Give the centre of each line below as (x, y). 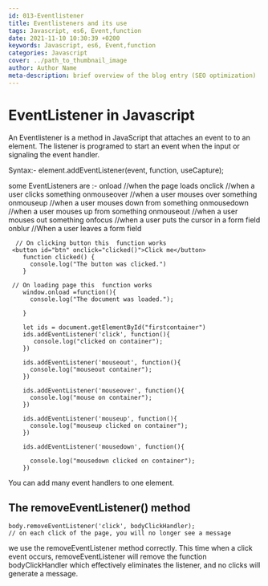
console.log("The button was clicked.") (98, 264)
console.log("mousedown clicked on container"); (112, 461)
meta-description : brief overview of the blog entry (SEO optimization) (132, 75)
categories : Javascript (48, 53)
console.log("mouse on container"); (91, 397)
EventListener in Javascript (102, 115)
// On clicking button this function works (91, 243)
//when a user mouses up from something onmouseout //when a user (123, 211)
